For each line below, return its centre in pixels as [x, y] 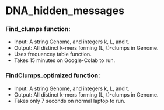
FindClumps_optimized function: [53, 75]
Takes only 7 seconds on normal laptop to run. [70, 101]
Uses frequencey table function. [53, 54]
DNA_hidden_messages [65, 11]
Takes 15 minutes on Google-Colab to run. [64, 60]
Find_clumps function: [38, 29]
